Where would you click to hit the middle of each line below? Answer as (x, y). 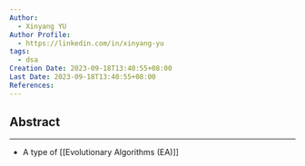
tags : (20, 52)
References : (32, 85)
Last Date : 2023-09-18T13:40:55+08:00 (83, 77)
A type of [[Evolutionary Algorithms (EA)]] (101, 152)
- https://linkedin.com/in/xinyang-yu (91, 43)
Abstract (35, 122)
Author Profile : (40, 34)
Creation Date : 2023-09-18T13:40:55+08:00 (91, 69)
